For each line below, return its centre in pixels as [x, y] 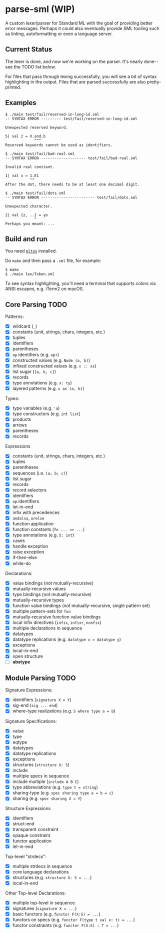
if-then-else [25, 557]
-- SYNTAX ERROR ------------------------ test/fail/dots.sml [71, 197]
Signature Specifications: [31, 721]
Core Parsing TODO [36, 304]
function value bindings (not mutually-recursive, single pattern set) [81, 605]
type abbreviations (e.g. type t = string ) [55, 787]
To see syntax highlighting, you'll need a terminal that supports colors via [80, 283]
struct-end [23, 824]
